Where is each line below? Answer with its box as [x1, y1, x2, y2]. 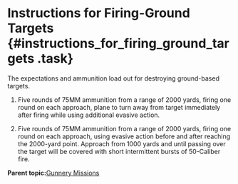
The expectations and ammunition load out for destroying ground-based [7, 73, 219, 83]
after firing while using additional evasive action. [17, 111, 160, 119]
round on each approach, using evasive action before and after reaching [17, 132, 231, 140]
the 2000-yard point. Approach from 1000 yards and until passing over [17, 139, 226, 148]
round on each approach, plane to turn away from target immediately [17, 103, 221, 111]
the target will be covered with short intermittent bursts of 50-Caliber [17, 147, 221, 155]
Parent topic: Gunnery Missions [7, 168, 100, 177]
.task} [36, 51, 73, 67]
